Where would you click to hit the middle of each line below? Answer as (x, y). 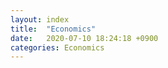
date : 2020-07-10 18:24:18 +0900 (84, 38)
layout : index (40, 19)
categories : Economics (57, 47)
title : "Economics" (53, 29)
